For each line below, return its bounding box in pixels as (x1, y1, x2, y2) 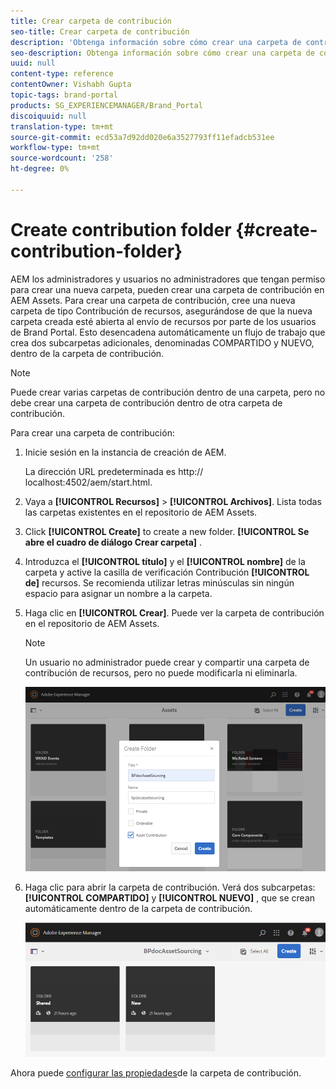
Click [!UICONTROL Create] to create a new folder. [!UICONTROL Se (24, 525, 310, 537)
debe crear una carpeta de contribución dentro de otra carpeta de (10, 396, 283, 409)
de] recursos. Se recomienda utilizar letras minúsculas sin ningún (24, 576, 295, 589)
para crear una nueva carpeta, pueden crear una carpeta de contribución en (10, 283, 325, 295)
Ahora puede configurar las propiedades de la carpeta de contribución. (10, 1066, 302, 1079)
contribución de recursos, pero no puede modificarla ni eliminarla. (24, 666, 298, 679)
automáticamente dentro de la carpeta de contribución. (24, 902, 253, 914)
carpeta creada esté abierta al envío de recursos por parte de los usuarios (10, 315, 317, 327)
